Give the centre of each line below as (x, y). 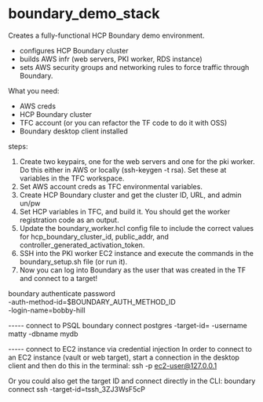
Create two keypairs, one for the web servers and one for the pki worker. (137, 161)
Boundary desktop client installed (73, 131)
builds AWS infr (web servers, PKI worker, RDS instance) (111, 59)
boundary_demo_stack (84, 14)
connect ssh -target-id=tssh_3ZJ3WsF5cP (77, 389)
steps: (18, 146)
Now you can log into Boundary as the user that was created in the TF (133, 270)
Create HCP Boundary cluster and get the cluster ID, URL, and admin (130, 195)
